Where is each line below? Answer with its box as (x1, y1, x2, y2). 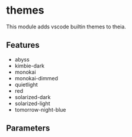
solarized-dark (14, 93, 51, 100)
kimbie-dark (14, 62, 45, 69)
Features (6, 40, 40, 50)
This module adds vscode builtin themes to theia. (6, 23, 126, 30)
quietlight (14, 81, 38, 88)
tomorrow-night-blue (14, 106, 66, 113)
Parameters (6, 123, 50, 133)
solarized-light (14, 100, 50, 107)
